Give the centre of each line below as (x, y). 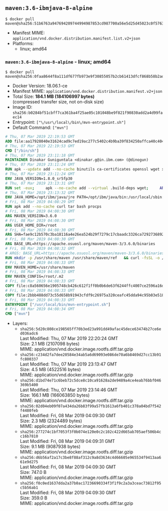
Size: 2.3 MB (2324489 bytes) (51, 421)
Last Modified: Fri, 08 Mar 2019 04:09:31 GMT (67, 441)
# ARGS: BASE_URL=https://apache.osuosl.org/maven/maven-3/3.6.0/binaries (85, 253)
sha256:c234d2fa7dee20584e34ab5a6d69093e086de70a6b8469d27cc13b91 (90, 355)
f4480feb (29, 411)
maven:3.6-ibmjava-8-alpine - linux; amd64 (58, 62)
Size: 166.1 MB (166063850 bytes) (55, 395)
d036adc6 (29, 333)
